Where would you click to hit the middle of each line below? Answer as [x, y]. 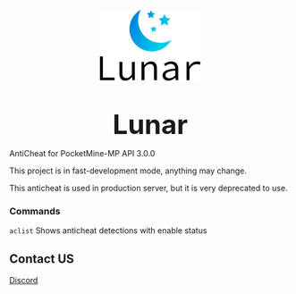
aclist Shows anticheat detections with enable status [108, 231]
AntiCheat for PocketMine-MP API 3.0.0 [82, 153]
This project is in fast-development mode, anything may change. [128, 171]
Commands [35, 211]
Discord [24, 281]
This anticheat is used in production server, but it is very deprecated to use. [148, 188]
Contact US [42, 259]
